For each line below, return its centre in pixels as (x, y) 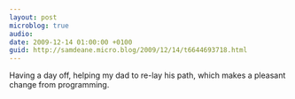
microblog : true (39, 26)
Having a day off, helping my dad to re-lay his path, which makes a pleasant (147, 75)
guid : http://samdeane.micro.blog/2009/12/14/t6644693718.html (128, 50)
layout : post (33, 17)
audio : (21, 34)
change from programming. (59, 85)
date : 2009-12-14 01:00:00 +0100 (71, 42)
